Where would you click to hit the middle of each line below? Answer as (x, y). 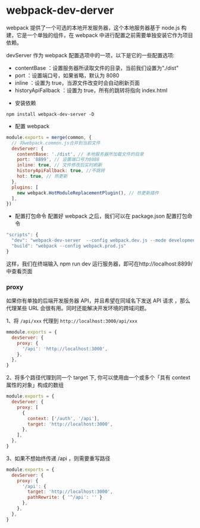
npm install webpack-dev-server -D (50, 114)
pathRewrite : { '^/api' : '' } (65, 498)
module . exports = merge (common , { (49, 137)
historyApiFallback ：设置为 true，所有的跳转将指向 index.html (91, 90)
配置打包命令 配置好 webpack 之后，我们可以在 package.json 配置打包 (101, 216)
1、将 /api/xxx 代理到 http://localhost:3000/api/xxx (72, 321)
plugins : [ (25, 187)
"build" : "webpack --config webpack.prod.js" (69, 246)
